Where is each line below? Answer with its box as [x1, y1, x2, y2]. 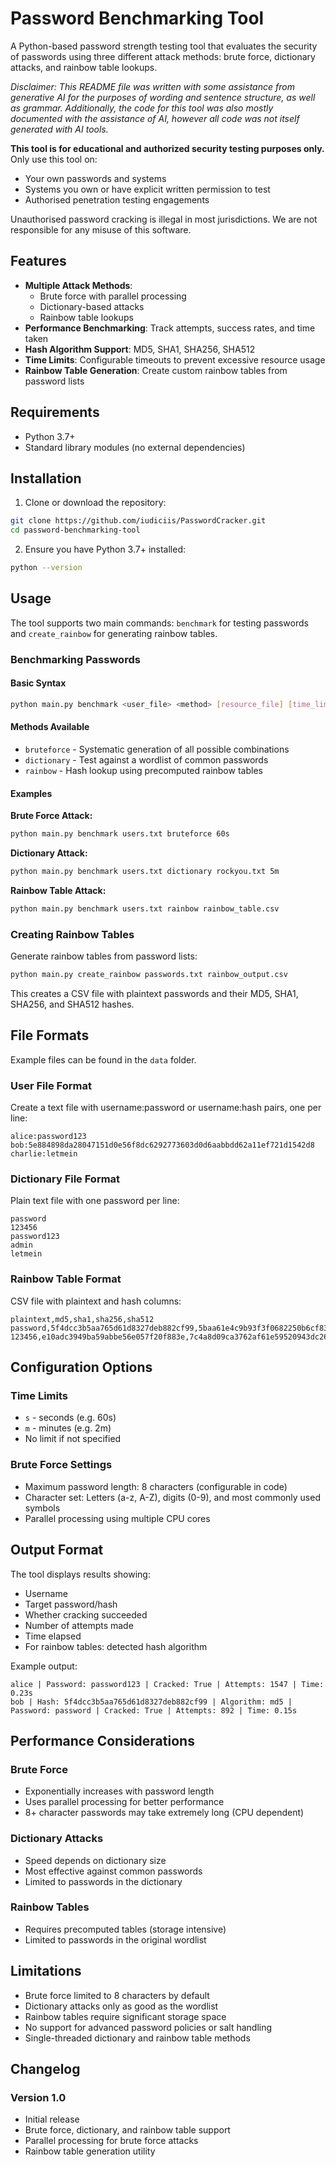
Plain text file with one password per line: [10, 1195, 180, 1207]
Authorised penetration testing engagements [24, 193, 210, 206]
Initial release [24, 2113, 80, 2126]
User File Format [10, 1078, 92, 1092]
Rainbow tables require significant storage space [24, 2010, 227, 2022]
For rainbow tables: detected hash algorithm [24, 1640, 208, 1652]
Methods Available [10, 721, 90, 733]
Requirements [10, 404, 100, 421]
